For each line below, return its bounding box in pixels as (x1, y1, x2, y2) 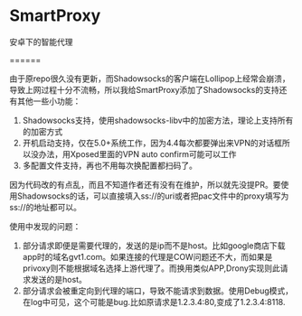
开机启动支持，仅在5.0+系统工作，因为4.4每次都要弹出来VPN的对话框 (22, 137, 283, 148)
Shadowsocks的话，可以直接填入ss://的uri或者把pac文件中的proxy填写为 (16, 191, 289, 201)
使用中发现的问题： (9, 220, 81, 231)
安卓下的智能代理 (9, 36, 73, 47)
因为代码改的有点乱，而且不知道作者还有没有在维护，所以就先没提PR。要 (9, 179, 281, 190)
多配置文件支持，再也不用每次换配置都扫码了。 (22, 160, 197, 171)
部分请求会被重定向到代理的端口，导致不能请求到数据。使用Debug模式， (22, 285, 294, 296)
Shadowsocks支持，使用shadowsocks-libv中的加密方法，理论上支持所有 (22, 115, 294, 125)
